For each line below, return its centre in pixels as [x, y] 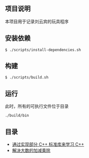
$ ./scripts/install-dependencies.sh [43, 50]
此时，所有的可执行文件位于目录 [37, 106]
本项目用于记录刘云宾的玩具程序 [37, 21]
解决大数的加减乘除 [31, 151]
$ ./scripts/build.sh [27, 78]
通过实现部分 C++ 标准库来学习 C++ [48, 144]
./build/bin [17, 116]
